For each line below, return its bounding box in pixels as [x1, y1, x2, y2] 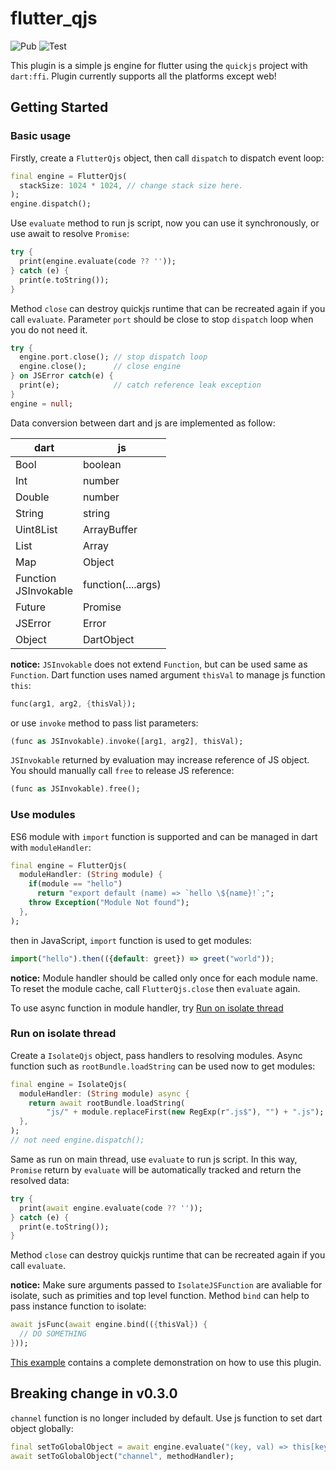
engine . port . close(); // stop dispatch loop [19, 352, 208, 362]
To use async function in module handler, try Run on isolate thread [10, 1002, 284, 1014]
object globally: [10, 1422, 74, 1434]
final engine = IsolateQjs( [10, 1079, 128, 1089]
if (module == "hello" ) [28, 879, 123, 889]
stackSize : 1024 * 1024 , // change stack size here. [19, 180, 244, 191]
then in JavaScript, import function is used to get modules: [10, 934, 252, 946]
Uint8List [15, 522, 58, 536]
